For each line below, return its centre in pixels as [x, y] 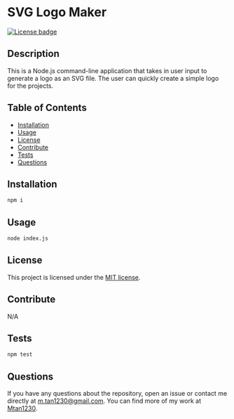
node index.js [28, 239]
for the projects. [30, 86]
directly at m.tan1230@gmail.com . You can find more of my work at [104, 401]
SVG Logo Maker [57, 12]
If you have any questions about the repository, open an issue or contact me [117, 394]
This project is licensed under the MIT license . [74, 277]
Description [33, 54]
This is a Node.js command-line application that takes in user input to [107, 70]
